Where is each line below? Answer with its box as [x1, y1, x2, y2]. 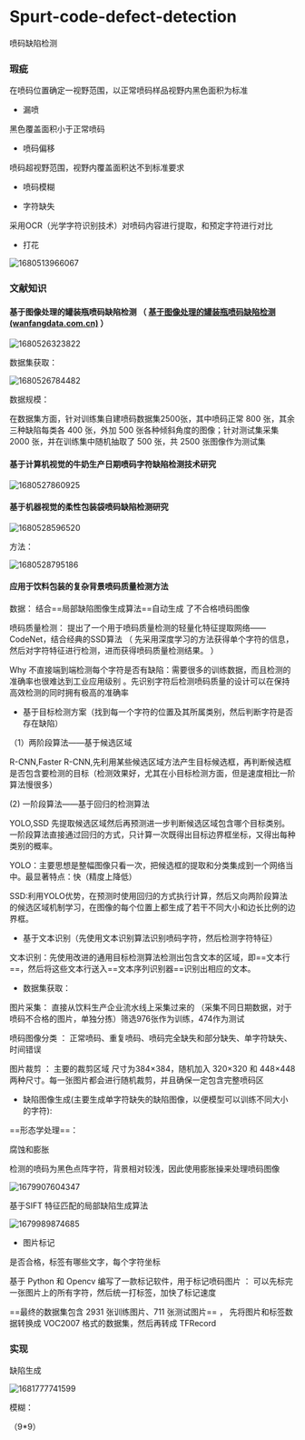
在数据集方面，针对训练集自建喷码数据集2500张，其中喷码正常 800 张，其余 [9, 414, 295, 425]
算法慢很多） [9, 779, 57, 790]
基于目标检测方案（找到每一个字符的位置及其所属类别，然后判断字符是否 [22, 706, 293, 717]
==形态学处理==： [9, 1125, 79, 1135]
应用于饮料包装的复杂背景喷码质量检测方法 [9, 581, 169, 592]
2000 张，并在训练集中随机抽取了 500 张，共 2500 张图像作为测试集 [9, 436, 266, 447]
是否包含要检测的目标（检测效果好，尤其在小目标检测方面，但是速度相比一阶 [9, 767, 296, 778]
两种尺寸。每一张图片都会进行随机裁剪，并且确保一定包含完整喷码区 [9, 1075, 264, 1085]
